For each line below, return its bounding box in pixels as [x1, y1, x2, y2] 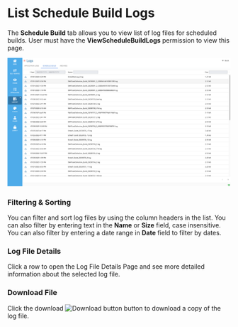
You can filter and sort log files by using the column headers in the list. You [7, 213, 227, 222]
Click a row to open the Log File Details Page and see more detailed [7, 262, 205, 271]
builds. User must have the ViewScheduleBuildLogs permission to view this [7, 36, 230, 44]
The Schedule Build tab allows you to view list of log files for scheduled [7, 28, 217, 37]
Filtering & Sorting [7, 197, 72, 207]
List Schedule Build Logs [7, 5, 155, 21]
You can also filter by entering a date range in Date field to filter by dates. [7, 229, 222, 237]
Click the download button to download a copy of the [7, 304, 221, 312]
